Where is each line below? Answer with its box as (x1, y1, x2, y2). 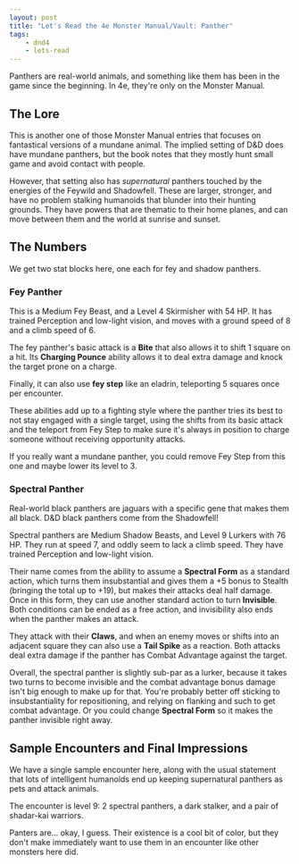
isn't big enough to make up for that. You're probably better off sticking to (9, 686, 281, 697)
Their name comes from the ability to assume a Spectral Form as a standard (9, 566, 290, 577)
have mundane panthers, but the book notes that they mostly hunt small (9, 148, 274, 159)
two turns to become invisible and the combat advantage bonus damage (9, 676, 277, 688)
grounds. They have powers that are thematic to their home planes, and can (9, 204, 288, 214)
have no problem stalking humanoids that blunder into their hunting (9, 194, 256, 206)
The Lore (9, 106, 60, 122)
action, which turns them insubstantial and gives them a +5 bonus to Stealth (9, 575, 289, 586)
